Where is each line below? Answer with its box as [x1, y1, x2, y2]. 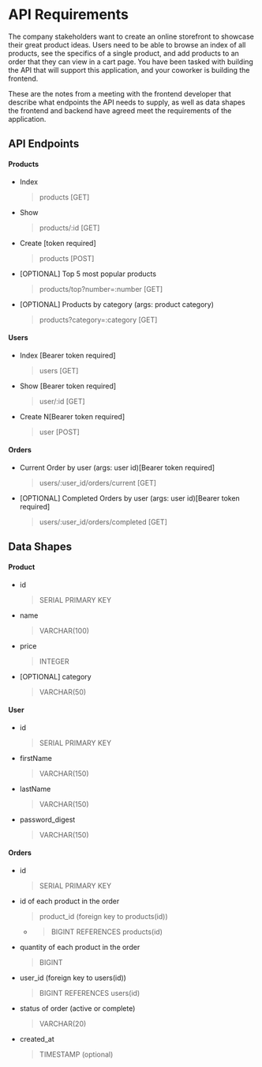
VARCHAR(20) [39, 1019, 87, 1028]
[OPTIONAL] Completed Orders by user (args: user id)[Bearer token [19, 493, 241, 503]
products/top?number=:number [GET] [39, 284, 163, 293]
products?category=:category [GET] [39, 315, 158, 324]
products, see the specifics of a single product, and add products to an [8, 48, 239, 58]
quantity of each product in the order [19, 942, 140, 952]
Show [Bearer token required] [19, 381, 117, 391]
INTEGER [39, 656, 69, 666]
